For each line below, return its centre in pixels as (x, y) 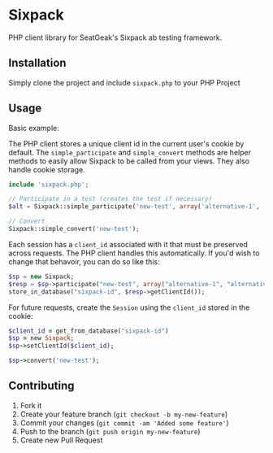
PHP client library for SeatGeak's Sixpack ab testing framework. (115, 37)
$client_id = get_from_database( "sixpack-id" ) (89, 331)
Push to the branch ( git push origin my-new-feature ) (110, 431)
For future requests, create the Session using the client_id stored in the (129, 307)
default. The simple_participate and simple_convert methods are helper (130, 152)
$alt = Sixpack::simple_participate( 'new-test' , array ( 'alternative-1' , (134, 207)
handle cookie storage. (47, 169)
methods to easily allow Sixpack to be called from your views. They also (129, 161)
